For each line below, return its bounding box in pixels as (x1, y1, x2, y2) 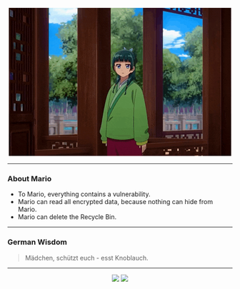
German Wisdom (7, 237, 68, 247)
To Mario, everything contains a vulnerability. (17, 190, 151, 198)
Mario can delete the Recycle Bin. (17, 213, 117, 221)
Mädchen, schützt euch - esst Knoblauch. (24, 253, 149, 262)
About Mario (7, 173, 52, 183)
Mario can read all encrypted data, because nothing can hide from (17, 198, 213, 206)
